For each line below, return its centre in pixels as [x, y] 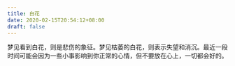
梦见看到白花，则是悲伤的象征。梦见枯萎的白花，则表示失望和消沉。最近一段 [117, 47]
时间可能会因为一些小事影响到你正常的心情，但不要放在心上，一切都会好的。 [117, 56]
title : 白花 [23, 14]
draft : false [26, 26]
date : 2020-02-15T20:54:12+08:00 [56, 20]
